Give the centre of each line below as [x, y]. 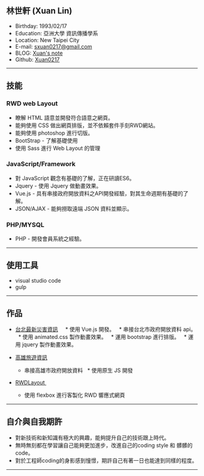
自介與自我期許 [34, 422]
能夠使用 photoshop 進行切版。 [54, 133]
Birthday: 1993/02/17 [41, 26]
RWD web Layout [32, 103]
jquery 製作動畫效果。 [49, 344]
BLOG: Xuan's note [39, 53]
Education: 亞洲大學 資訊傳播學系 [56, 33]
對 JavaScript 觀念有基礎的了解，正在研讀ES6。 [75, 178]
